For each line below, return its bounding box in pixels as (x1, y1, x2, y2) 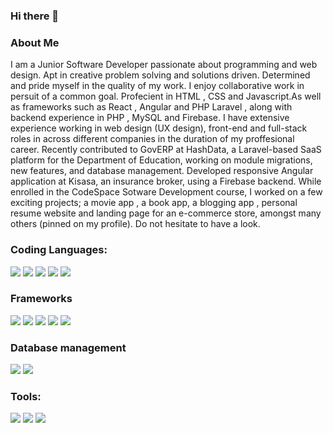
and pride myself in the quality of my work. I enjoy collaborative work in (10, 80, 305, 92)
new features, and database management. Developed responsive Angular (10, 165, 314, 177)
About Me (10, 35, 60, 49)
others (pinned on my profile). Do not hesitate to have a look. (10, 218, 261, 230)
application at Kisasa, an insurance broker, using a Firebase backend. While (10, 175, 322, 188)
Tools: (10, 390, 42, 404)
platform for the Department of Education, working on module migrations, (10, 154, 313, 166)
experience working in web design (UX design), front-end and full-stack (10, 122, 308, 134)
